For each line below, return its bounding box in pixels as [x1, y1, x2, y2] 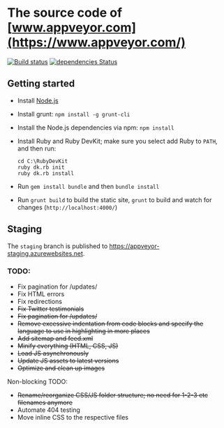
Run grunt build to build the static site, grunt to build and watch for [17, 195, 212, 204]
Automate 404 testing [17, 406, 80, 414]
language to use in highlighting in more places [17, 326, 150, 335]
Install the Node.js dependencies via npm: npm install [17, 123, 174, 132]
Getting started [7, 78, 75, 90]
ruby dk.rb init [17, 164, 65, 171]
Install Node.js [17, 96, 59, 105]
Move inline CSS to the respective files [17, 413, 129, 421]
